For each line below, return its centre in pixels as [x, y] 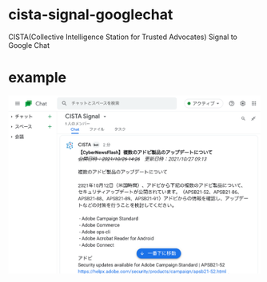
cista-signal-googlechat [91, 15]
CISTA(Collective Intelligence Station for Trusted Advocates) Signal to [123, 37]
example [38, 78]
